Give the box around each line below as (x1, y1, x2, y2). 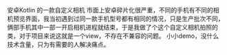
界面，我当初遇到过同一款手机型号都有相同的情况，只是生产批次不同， (25, 14, 224, 23)
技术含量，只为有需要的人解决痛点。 (7, 41, 110, 48)
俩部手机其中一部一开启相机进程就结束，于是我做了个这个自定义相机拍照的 (7, 23, 218, 31)
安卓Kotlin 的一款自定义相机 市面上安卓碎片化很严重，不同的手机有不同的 (7, 6, 213, 14)
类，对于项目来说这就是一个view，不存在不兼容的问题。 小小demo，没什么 (7, 32, 219, 40)
